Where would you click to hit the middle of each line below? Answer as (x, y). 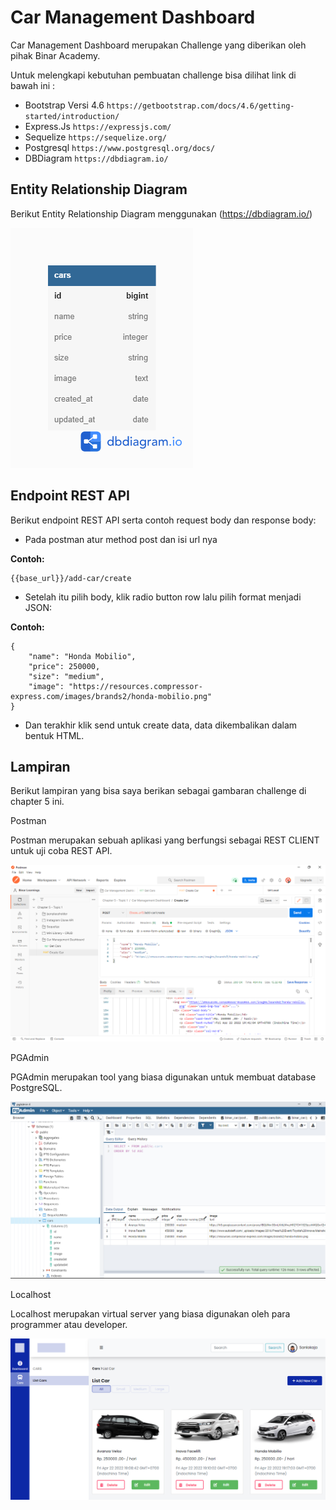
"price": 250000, (64, 666)
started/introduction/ (72, 116)
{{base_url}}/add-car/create (71, 578)
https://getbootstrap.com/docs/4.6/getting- (200, 106)
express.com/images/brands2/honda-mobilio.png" (111, 696)
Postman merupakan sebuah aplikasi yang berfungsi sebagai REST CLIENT (165, 840)
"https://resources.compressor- (135, 686)
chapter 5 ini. (37, 802)
